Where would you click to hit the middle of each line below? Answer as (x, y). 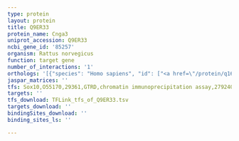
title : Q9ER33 (28, 27)
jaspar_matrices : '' (38, 80)
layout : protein (31, 21)
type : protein (28, 14)
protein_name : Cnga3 (38, 34)
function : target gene (41, 61)
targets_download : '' (39, 107)
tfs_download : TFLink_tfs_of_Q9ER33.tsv (68, 100)
